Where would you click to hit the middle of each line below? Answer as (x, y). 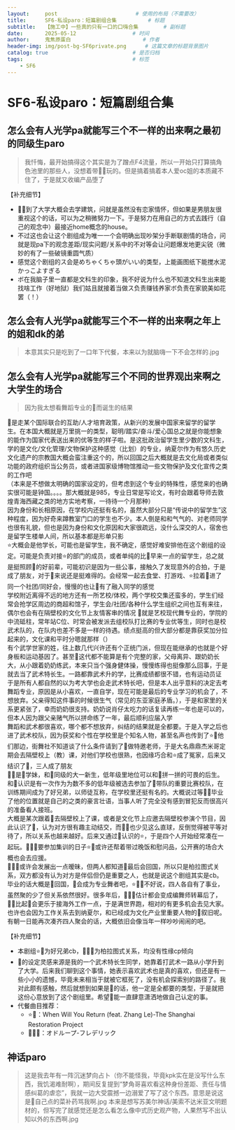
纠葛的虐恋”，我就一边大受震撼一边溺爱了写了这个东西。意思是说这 (127, 1093)
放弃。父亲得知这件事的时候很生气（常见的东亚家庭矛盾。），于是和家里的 (117, 700)
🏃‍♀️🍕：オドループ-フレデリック (72, 1033)
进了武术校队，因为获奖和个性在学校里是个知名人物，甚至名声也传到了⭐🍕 (113, 735)
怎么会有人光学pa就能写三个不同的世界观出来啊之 (114, 376)
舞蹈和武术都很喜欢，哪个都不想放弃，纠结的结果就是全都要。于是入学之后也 (117, 727)
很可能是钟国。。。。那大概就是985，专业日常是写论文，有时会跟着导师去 (115, 493)
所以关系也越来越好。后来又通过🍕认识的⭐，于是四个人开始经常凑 (119, 836)
